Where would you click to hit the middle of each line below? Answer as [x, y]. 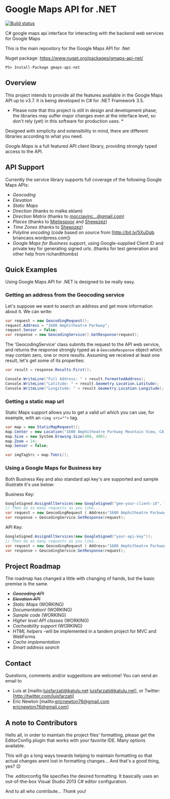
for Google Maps [23, 38]
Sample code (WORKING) [39, 615]
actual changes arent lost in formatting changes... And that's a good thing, [83, 761]
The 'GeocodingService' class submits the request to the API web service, [83, 345]
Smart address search [36, 647]
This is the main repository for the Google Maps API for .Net [68, 48]
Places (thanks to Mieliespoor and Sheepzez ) [60, 222]
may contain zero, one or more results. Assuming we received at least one [83, 355]
